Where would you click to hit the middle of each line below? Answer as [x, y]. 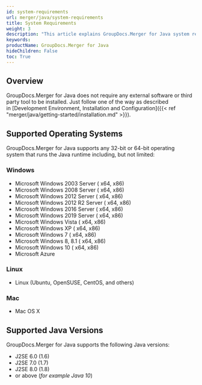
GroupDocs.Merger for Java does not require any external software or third [99, 95]
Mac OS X [27, 311]
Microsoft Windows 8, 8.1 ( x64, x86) [60, 241]
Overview [25, 81]
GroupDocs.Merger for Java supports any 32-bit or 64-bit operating [90, 148]
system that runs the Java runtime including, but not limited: [81, 155]
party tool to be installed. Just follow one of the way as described [87, 102]
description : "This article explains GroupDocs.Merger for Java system [98, 34]
